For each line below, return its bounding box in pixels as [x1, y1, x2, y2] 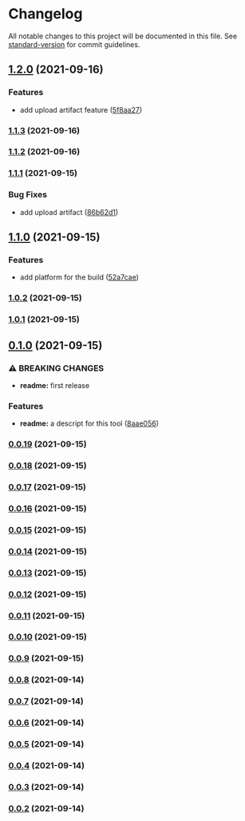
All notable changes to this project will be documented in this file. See [8, 31, 238, 41]
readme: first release [19, 380, 90, 390]
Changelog [8, 5, 83, 23]
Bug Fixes [8, 189, 48, 200]
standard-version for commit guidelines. [8, 39, 140, 49]
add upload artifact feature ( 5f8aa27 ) [19, 105, 143, 114]
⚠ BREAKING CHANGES [8, 363, 105, 374]
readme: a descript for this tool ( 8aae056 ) [19, 418, 160, 428]
